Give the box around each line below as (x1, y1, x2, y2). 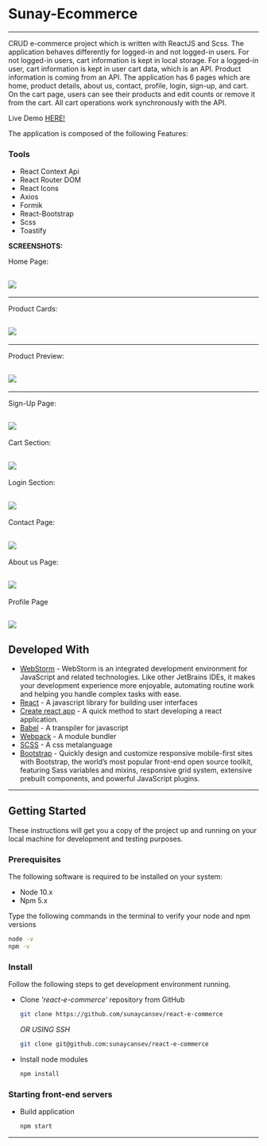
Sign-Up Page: (8, 398, 57, 408)
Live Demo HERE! (8, 113, 66, 123)
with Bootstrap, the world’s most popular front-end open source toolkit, (19, 757, 253, 766)
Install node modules (19, 1054, 89, 1064)
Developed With (8, 643, 90, 656)
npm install (19, 1070, 60, 1078)
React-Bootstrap (19, 209, 74, 219)
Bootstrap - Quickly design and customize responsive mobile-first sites (19, 748, 253, 757)
